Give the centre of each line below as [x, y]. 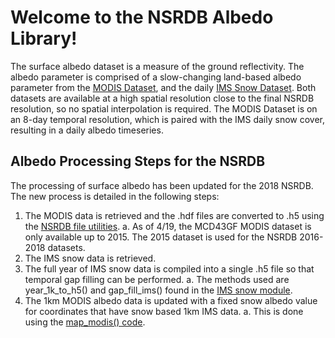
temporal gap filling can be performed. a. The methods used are [157, 279]
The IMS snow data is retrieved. [90, 258]
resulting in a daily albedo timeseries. [87, 130]
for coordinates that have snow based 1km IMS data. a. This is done [164, 311]
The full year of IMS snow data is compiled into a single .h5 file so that [169, 268]
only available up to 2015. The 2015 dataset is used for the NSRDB [161, 237]
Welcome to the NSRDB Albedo [142, 17]
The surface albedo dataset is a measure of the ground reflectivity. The [157, 66]
